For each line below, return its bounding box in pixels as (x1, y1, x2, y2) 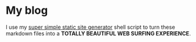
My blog (5, 4, 48, 17)
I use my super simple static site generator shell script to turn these (5, 23, 175, 31)
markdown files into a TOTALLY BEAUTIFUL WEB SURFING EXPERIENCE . (5, 29, 191, 37)
